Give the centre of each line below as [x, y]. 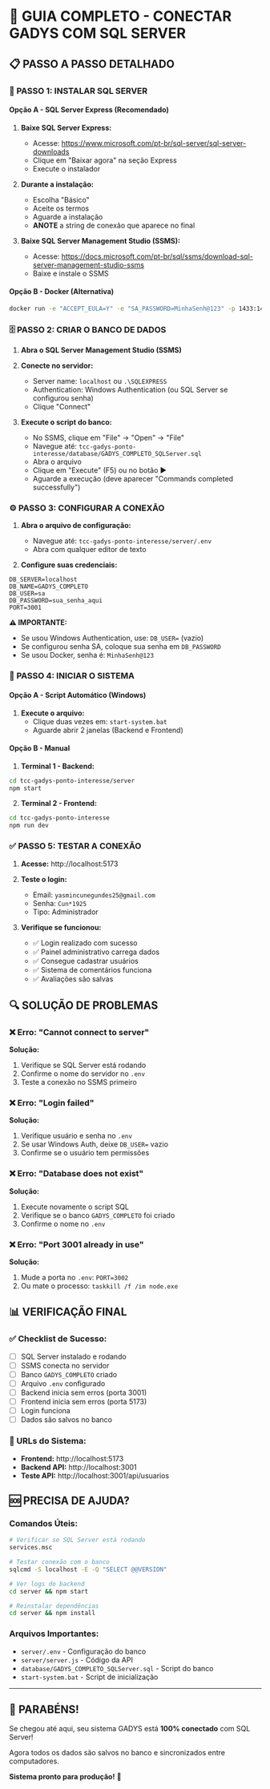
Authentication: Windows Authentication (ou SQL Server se [130, 390]
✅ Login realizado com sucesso [85, 943]
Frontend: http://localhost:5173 [72, 1458]
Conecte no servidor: [57, 366]
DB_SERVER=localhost [44, 580]
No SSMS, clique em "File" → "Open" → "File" [109, 438]
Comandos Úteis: [44, 1523]
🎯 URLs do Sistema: [48, 1441]
